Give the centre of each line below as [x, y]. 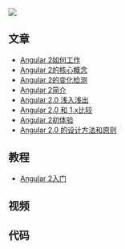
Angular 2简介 [43, 90]
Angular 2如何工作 [50, 59]
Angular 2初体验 [46, 119]
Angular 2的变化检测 [54, 79]
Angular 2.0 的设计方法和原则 [69, 130]
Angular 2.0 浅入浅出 [54, 99]
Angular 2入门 [43, 178]
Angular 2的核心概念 [54, 70]
